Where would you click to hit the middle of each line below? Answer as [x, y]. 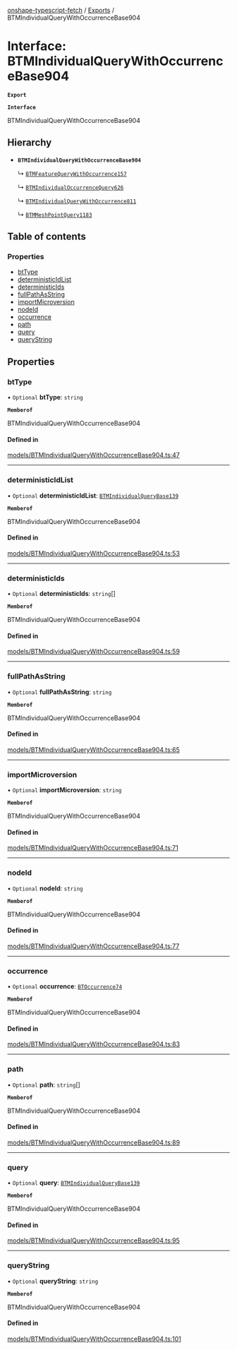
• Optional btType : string [45, 398]
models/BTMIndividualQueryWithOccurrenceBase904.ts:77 [93, 946]
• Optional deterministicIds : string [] [62, 594]
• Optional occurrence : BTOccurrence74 [65, 986]
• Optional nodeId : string [45, 888]
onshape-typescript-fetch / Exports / [61, 10]
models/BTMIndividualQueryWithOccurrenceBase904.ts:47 [93, 455]
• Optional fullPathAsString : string [60, 692]
